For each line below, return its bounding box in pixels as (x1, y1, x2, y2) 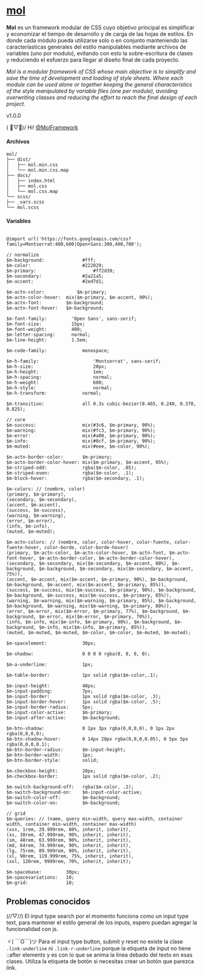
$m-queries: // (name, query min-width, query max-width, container (6, 816, 183, 822)
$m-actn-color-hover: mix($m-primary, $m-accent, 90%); (6, 294, 153, 301)
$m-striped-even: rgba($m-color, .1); (6, 470, 135, 476)
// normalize (6, 252, 39, 258)
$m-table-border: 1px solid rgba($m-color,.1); (6, 673, 159, 679)
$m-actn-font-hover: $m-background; (6, 305, 104, 311)
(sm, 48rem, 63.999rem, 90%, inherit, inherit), (6, 837, 131, 843)
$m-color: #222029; (6, 263, 104, 269)
